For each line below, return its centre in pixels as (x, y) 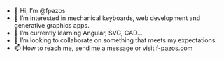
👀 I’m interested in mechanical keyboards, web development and (107, 18)
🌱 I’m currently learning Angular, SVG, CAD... (78, 33)
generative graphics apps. (51, 25)
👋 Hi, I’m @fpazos (40, 11)
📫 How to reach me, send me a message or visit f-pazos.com (103, 48)
